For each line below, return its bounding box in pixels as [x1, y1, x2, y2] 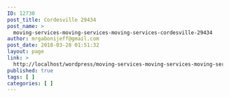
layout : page [7, 48, 44, 55]
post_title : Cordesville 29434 [7, 16, 97, 23]
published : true [7, 67, 53, 74]
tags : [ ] [7, 73, 36, 81]
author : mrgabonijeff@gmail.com [7, 36, 99, 42]
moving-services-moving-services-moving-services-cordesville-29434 [13, 29, 213, 36]
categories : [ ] [7, 80, 53, 87]
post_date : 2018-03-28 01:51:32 [7, 42, 99, 48]
